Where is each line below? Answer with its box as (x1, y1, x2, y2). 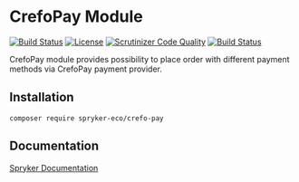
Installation (9, 90, 74, 105)
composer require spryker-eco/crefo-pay (9, 113, 165, 123)
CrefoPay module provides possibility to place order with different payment (9, 53, 290, 64)
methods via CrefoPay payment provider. (9, 63, 163, 74)
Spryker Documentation (9, 162, 99, 173)
